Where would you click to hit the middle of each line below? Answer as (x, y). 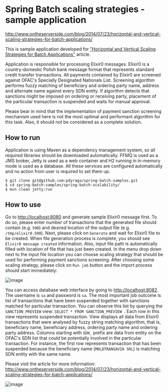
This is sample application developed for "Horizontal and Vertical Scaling (80, 49)
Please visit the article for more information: (50, 364)
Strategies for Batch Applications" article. (48, 54)
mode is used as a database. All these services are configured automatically (84, 166)
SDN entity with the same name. (38, 354)
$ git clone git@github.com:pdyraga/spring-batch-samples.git (71, 180)
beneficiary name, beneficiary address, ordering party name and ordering (81, 327)
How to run (23, 138)
